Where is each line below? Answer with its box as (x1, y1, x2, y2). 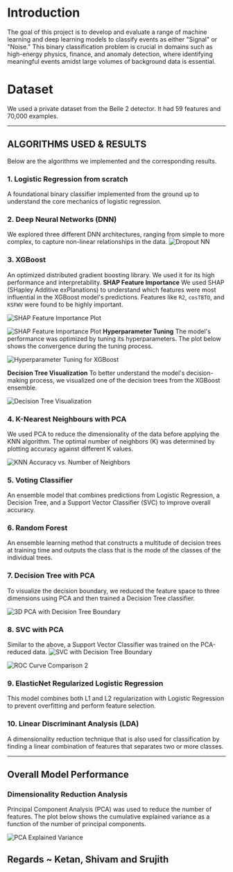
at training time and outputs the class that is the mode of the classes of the (7, 546, 221, 555)
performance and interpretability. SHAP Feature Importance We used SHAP (7, 278, 225, 286)
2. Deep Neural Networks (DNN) (7, 214, 117, 224)
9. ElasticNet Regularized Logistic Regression (7, 678, 164, 688)
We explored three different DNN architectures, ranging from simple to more (7, 230, 225, 238)
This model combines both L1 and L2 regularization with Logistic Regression (7, 695, 224, 703)
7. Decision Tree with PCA (7, 570, 96, 580)
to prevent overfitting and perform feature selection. (7, 701, 156, 710)
